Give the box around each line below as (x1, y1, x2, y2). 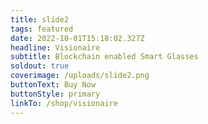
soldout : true (10, 61, 70, 71)
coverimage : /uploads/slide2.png (10, 71, 150, 81)
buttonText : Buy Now (10, 80, 97, 90)
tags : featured (10, 24, 74, 34)
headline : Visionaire (10, 42, 101, 53)
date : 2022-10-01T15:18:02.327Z (10, 33, 145, 43)
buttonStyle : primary (10, 89, 101, 99)
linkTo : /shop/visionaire (10, 98, 118, 108)
